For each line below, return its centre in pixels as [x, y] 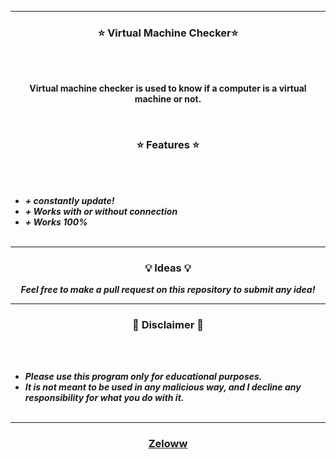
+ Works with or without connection [101, 211]
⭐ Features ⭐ [168, 145]
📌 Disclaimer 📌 [168, 324]
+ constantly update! [69, 200]
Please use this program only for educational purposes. [143, 377]
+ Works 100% [56, 222]
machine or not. [168, 99]
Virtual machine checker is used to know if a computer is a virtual [168, 88]
